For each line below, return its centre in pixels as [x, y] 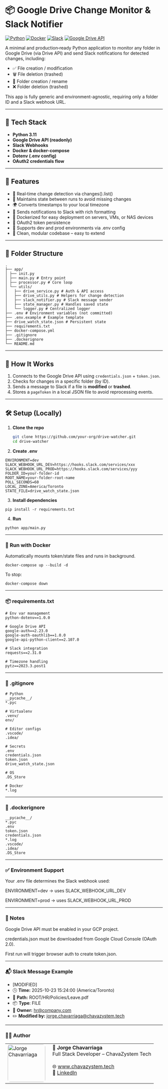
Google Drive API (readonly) [42, 140]
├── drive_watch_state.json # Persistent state [56, 322]
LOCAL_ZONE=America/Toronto [34, 486]
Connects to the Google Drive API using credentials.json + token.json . [86, 376]
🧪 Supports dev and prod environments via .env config [69, 228]
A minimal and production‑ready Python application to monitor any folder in [83, 48]
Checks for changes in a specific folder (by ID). [61, 381]
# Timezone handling [27, 662]
